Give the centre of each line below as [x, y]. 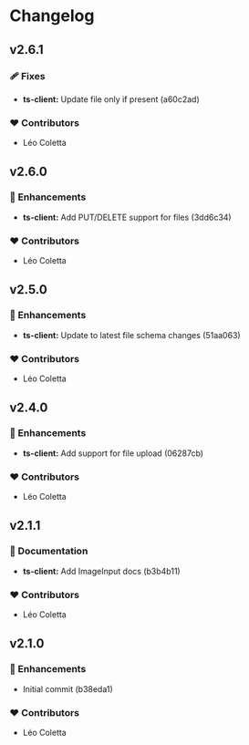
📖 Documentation [49, 551]
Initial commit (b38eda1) [68, 688]
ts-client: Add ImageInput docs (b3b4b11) [101, 571]
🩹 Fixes [27, 76]
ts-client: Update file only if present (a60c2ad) [111, 99]
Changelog [52, 16]
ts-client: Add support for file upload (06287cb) [113, 453]
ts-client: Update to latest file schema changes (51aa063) [131, 335]
